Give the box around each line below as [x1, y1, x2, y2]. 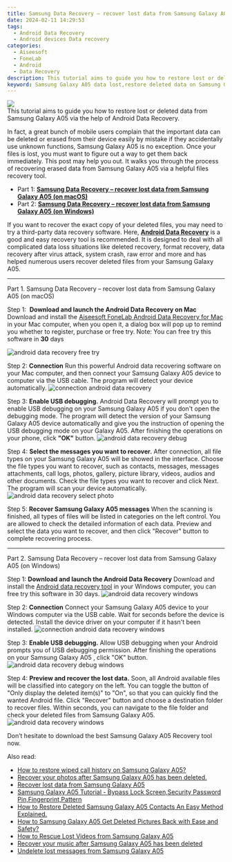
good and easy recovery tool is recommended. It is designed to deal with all [7, 235, 223, 244]
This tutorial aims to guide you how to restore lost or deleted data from [7, 107, 209, 115]
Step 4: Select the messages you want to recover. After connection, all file [7, 447, 222, 456]
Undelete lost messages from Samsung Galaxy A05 [17, 847, 164, 855]
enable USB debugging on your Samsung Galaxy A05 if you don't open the [7, 404, 220, 413]
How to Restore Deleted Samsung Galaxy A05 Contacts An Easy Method [17, 802, 224, 811]
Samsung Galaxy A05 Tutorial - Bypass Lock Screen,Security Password [17, 788, 222, 796]
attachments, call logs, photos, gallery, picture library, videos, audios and [7, 469, 215, 478]
